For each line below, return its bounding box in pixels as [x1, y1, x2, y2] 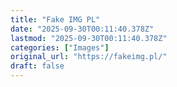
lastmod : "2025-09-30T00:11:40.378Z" [10, 33, 168, 43]
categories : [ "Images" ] [10, 42, 110, 53]
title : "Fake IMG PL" [10, 14, 101, 25]
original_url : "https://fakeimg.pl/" [10, 52, 168, 62]
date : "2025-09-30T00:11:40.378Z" [10, 24, 155, 34]
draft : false [10, 61, 65, 71]
